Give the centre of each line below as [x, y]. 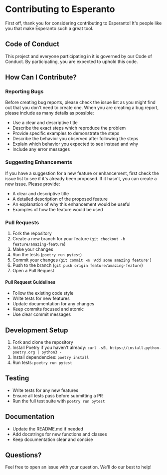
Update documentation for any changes [53, 304]
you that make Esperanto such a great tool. [49, 28]
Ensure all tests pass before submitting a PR [58, 395]
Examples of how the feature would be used [58, 209]
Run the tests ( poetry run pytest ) [47, 255]
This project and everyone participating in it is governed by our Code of [79, 56]
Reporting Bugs [24, 92]
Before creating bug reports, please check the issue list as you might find [81, 102]
